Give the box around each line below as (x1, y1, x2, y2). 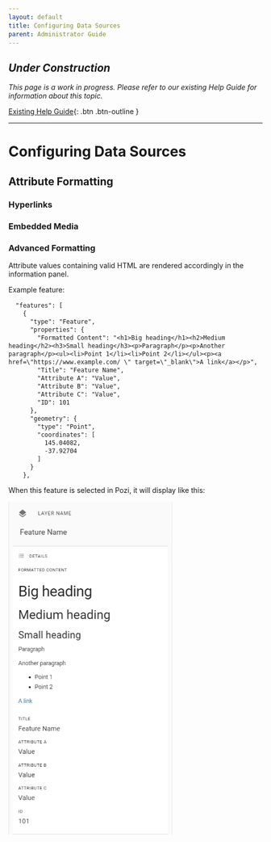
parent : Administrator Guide (8, 30, 106, 38)
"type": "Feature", (29, 318, 95, 326)
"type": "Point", (37, 423, 95, 431)
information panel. (8, 269, 69, 279)
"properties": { (29, 326, 85, 334)
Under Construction (8, 61, 110, 74)
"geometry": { (29, 415, 78, 423)
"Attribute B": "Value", (37, 382, 121, 390)
